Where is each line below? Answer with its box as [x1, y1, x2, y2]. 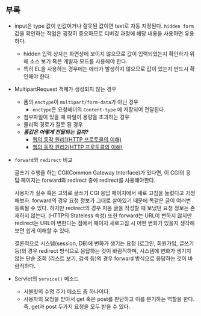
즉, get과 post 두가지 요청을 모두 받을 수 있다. [23, 303, 131, 310]
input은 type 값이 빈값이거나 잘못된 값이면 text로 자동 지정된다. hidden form [14, 22, 194, 29]
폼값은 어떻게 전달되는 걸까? [23, 128, 88, 135]
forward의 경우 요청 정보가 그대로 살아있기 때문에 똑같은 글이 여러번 [32, 197, 191, 204]
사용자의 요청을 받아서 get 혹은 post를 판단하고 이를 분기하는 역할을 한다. [23, 295, 195, 302]
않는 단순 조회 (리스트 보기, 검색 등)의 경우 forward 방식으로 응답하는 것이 [14, 255, 187, 262]
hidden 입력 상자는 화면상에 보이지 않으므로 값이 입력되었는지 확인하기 [23, 50, 188, 57]
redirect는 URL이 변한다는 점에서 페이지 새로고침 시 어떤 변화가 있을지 [14, 219, 179, 226]
